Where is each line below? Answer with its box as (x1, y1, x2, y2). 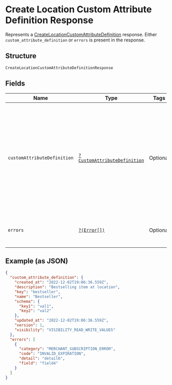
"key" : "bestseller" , (14, 289, 60, 294)
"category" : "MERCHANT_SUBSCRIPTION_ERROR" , (18, 347, 116, 352)
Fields (5, 79, 26, 88)
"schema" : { (14, 298, 40, 304)
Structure (5, 52, 37, 60)
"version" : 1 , (14, 323, 45, 328)
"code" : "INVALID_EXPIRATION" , (18, 351, 86, 356)
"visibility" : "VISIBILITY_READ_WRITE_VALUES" (14, 327, 116, 332)
